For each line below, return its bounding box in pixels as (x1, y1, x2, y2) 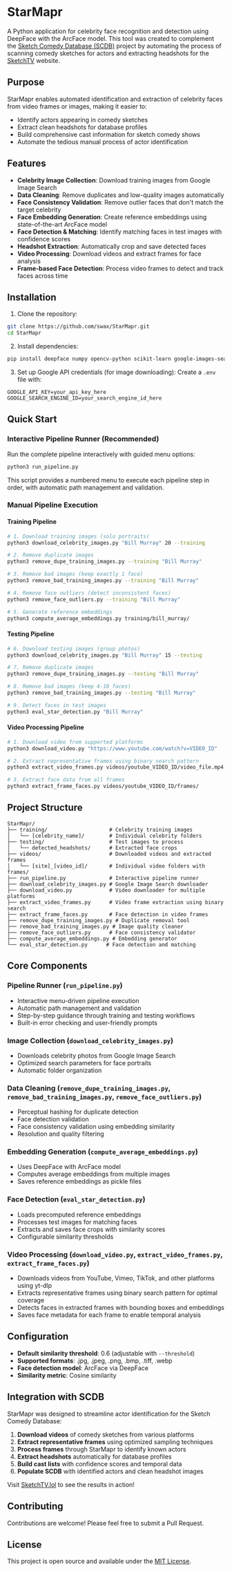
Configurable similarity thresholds (17, 1232, 114, 1241)
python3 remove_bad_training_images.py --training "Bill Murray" (7, 577, 199, 584)
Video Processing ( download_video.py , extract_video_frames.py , (7, 1249, 223, 1259)
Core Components (7, 960, 88, 972)
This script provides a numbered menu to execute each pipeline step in (7, 476, 209, 484)
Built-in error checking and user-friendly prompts (17, 1018, 157, 1027)
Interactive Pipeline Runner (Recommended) (7, 434, 159, 444)
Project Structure (7, 802, 83, 814)
